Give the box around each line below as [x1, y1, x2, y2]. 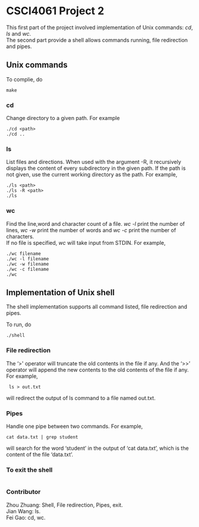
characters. [6, 233, 34, 240]
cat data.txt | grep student [6, 434, 78, 440]
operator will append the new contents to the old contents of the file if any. [6, 366, 189, 373]
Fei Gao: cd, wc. [6, 514, 46, 521]
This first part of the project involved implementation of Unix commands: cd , [6, 24, 193, 31]
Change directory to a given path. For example [6, 115, 120, 122]
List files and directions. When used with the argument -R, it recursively [6, 159, 181, 166]
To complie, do [6, 75, 43, 83]
